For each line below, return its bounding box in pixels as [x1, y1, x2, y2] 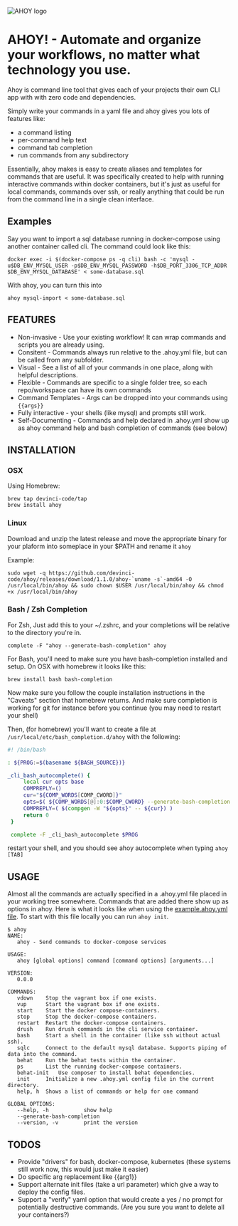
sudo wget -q [7, 570, 46, 577]
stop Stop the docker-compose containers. [16, 1013, 158, 1021]
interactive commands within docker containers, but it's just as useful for [7, 179, 221, 188]
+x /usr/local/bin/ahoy [7, 588, 78, 595]
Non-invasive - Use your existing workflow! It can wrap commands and [17, 332, 227, 341]
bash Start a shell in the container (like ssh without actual [16, 1032, 221, 1039]
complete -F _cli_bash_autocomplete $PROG [10, 831, 139, 838]
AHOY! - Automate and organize [7, 32, 202, 48]
